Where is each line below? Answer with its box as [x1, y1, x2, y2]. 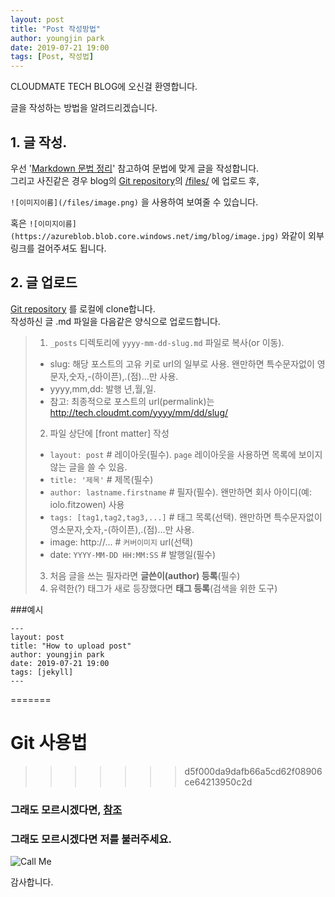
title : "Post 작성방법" [10, 24, 102, 34]
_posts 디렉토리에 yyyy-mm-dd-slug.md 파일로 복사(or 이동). [49, 336, 285, 348]
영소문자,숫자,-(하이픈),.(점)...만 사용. [49, 523, 195, 535]
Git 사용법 [10, 731, 88, 754]
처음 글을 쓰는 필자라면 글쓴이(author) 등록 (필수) [49, 569, 241, 581]
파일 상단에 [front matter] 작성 [49, 427, 170, 439]
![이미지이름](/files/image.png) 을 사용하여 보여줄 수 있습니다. [10, 196, 259, 208]
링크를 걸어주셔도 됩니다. [10, 242, 107, 254]
